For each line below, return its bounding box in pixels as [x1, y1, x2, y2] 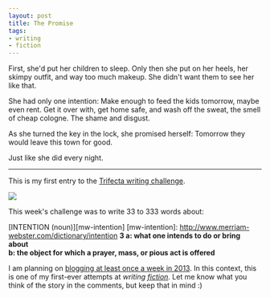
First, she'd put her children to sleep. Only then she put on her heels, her [8, 63, 249, 73]
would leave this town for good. [8, 137, 112, 147]
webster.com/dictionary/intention [8, 231, 118, 241]
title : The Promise [8, 19, 74, 27]
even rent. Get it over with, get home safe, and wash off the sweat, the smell [8, 105, 261, 115]
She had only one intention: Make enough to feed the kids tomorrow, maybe [8, 96, 260, 106]
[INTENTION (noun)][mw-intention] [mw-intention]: [8, 222, 178, 232]
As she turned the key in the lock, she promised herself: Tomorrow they [8, 129, 246, 139]
